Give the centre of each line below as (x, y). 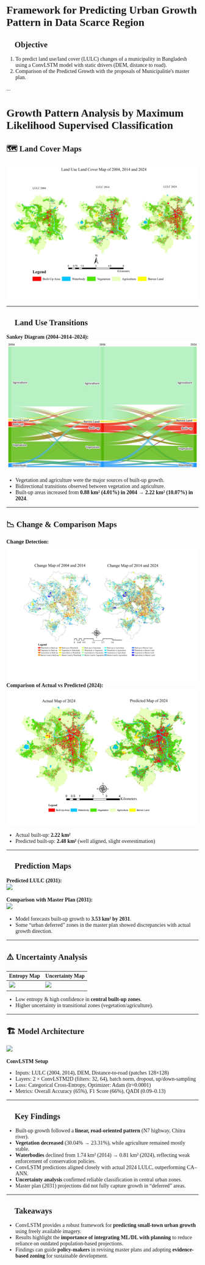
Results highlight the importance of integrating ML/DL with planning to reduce (103, 1238)
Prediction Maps (43, 866)
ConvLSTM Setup (27, 1061)
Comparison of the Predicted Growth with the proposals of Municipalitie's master (102, 71)
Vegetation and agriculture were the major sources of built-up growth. (90, 480)
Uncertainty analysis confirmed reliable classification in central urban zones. (99, 1180)
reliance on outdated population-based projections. (69, 1244)
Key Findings (38, 1116)
